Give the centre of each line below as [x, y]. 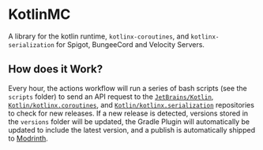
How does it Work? [56, 70]
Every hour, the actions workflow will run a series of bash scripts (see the [128, 88]
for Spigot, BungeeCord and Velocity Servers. [131, 44]
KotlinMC [39, 15]
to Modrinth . [28, 138]
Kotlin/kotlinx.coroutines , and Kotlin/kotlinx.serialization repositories [131, 104]
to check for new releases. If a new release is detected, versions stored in [128, 113]
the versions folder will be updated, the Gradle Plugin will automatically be [129, 121]
